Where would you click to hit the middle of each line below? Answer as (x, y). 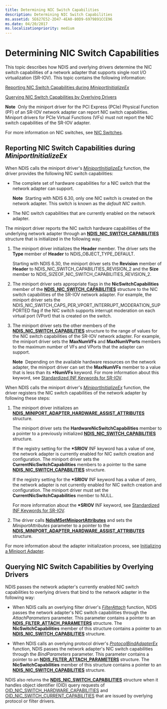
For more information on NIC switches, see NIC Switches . (64, 133)
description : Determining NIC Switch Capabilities (59, 15)
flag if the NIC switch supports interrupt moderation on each (93, 310)
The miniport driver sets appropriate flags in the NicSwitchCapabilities (85, 284)
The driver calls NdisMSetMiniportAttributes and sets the (72, 520)
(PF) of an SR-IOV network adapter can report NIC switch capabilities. (77, 112)
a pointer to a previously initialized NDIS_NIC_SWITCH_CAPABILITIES (84, 433)
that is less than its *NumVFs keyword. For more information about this (86, 372)
